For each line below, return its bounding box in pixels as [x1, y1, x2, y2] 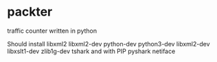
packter [7, 4, 53, 20]
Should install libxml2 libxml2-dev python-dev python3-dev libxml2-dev [7, 40, 211, 48]
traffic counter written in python [7, 27, 98, 35]
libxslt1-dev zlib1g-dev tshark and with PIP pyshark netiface [7, 47, 176, 55]
